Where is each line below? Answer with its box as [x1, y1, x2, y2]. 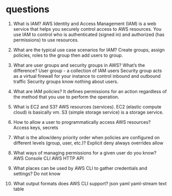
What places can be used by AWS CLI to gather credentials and [13, 165, 147, 171]
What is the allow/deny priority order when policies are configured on [13, 134, 160, 140]
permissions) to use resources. [13, 37, 79, 43]
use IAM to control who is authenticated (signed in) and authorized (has [13, 31, 165, 37]
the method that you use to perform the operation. [13, 94, 119, 100]
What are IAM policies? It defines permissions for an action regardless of [13, 88, 167, 94]
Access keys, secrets [13, 124, 58, 130]
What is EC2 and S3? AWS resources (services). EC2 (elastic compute [13, 103, 162, 110]
